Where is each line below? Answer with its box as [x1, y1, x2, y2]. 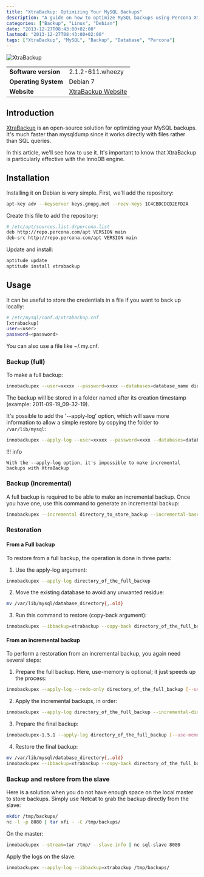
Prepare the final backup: [15, 720, 79, 727]
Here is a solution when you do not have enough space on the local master [6, 789, 194, 796]
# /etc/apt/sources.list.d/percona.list [6, 223, 110, 230]
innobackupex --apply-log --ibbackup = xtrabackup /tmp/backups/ [6, 864, 170, 870]
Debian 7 [69, 77, 95, 86]
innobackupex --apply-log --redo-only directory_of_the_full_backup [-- [6, 687, 194, 693]
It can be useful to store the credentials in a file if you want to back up [6, 296, 181, 303]
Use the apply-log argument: [15, 566, 87, 574]
